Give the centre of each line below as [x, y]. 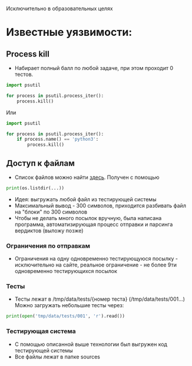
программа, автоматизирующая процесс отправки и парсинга [94, 224]
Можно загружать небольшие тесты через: [69, 305]
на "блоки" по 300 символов [51, 212]
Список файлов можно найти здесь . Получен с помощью [87, 177]
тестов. [24, 74]
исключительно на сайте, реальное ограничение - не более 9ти [96, 265]
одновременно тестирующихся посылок [66, 271]
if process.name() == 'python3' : [58, 139]
